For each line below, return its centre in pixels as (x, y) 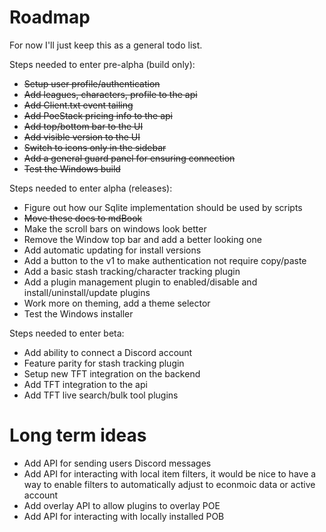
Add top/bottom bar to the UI (83, 126)
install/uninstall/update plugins (87, 292)
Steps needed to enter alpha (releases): (91, 188)
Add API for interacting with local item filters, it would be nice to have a (170, 473)
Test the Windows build (72, 168)
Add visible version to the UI (82, 137)
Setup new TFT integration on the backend (112, 373)
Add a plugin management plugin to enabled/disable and (140, 282)
